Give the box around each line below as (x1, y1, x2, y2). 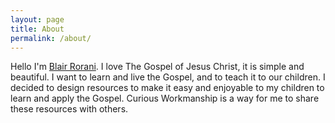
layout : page (10, 14, 65, 25)
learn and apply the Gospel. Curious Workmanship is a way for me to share (10, 92, 320, 105)
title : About (10, 24, 65, 34)
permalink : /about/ (10, 33, 92, 43)
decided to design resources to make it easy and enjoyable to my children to (10, 82, 325, 94)
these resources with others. (10, 103, 129, 115)
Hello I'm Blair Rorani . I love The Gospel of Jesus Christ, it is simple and (10, 61, 305, 73)
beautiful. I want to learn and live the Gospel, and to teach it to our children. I (10, 71, 326, 83)
